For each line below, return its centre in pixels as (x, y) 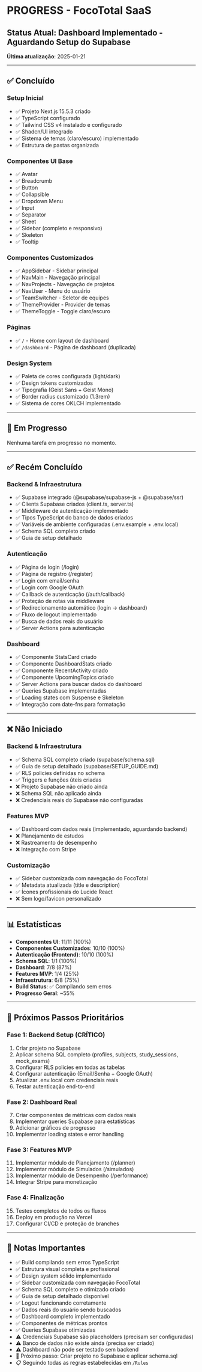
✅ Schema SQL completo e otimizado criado (70, 1290)
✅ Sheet (26, 221)
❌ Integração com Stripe (46, 849)
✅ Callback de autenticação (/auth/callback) (70, 594)
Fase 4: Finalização (36, 1198)
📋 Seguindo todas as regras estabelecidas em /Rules (82, 1363)
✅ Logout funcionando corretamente (61, 1303)
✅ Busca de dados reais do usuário (59, 621)
